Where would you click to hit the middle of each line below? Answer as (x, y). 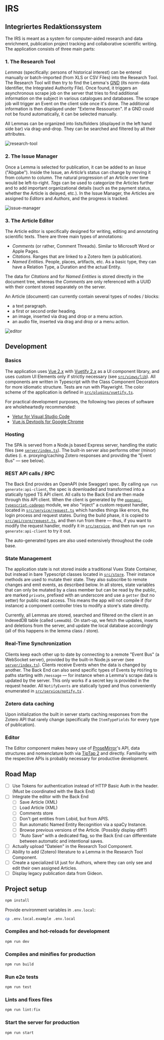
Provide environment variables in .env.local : (50, 910)
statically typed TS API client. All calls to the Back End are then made (75, 495)
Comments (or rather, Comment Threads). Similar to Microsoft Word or (83, 246)
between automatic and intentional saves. (61, 841)
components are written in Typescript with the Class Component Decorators (82, 382)
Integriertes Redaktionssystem (53, 27)
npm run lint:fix (23, 1010)
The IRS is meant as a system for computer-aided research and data (74, 38)
